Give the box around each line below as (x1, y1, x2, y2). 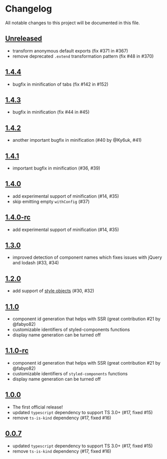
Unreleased (5, 34, 43, 43)
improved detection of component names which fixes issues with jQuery (12, 254, 162, 260)
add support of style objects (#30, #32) (12, 288, 94, 294)
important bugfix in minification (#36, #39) (12, 165, 100, 171)
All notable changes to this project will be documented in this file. (5, 20, 140, 26)
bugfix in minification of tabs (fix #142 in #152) (12, 81, 109, 87)
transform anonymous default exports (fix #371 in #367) (12, 47, 128, 53)
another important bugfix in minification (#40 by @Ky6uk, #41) (12, 137, 142, 143)
